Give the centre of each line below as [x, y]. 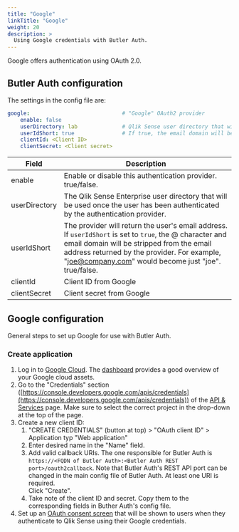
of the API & [208, 400]
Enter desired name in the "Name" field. [86, 445]
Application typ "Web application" [78, 438]
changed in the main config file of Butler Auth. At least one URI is [123, 476]
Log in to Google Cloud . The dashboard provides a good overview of [118, 370]
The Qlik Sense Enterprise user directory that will [145, 197]
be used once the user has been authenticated [142, 205]
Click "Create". [50, 491]
